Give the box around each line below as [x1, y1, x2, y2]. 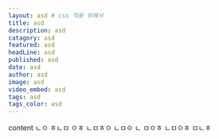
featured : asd [8, 41, 56, 49]
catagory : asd [8, 33, 56, 42]
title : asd [8, 19, 45, 27]
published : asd [8, 56, 59, 64]
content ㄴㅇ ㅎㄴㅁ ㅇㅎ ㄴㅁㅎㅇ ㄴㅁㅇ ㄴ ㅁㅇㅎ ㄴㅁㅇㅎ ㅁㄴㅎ [8, 123, 212, 133]
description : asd [8, 26, 66, 34]
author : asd [8, 71, 48, 79]
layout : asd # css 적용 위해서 [8, 11, 104, 20]
